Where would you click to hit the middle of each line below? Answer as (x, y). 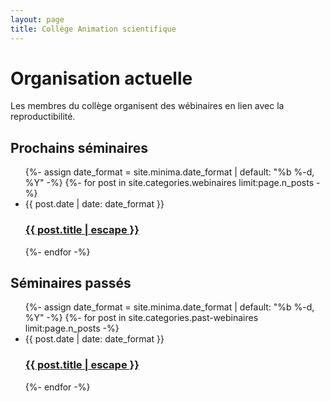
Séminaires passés (71, 282)
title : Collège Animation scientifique (93, 29)
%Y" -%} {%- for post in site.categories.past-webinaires (141, 318)
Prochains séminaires (79, 147)
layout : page (37, 19)
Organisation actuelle (101, 78)
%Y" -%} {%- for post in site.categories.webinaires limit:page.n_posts (169, 183)
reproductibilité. (43, 117)
